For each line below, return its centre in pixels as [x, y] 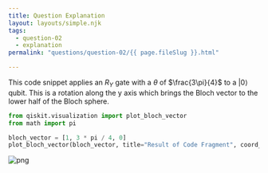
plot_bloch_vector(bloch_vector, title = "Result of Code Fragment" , [123, 145]
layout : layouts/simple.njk [55, 23]
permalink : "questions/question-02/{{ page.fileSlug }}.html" [114, 53]
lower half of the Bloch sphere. [59, 101]
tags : [17, 30]
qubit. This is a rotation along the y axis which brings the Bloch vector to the [133, 92]
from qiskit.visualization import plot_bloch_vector [98, 116]
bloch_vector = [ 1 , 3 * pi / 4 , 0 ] [67, 138]
